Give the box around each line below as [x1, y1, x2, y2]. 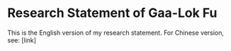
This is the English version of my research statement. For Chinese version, [7, 28, 225, 37]
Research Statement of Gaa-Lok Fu [7, 5, 218, 21]
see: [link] [7, 35, 37, 44]
